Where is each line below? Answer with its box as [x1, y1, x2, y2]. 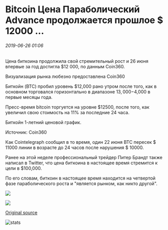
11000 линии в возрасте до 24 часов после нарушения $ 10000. [5, 144, 144, 151]
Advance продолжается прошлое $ [5, 14, 163, 26]
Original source [5, 210, 38, 216]
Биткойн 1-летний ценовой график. [5, 119, 82, 125]
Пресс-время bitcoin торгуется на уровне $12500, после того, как [5, 104, 150, 110]
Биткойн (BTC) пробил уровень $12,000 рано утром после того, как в [5, 83, 157, 90]
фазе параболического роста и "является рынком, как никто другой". [5, 181, 158, 187]
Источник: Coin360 [5, 129, 47, 136]
